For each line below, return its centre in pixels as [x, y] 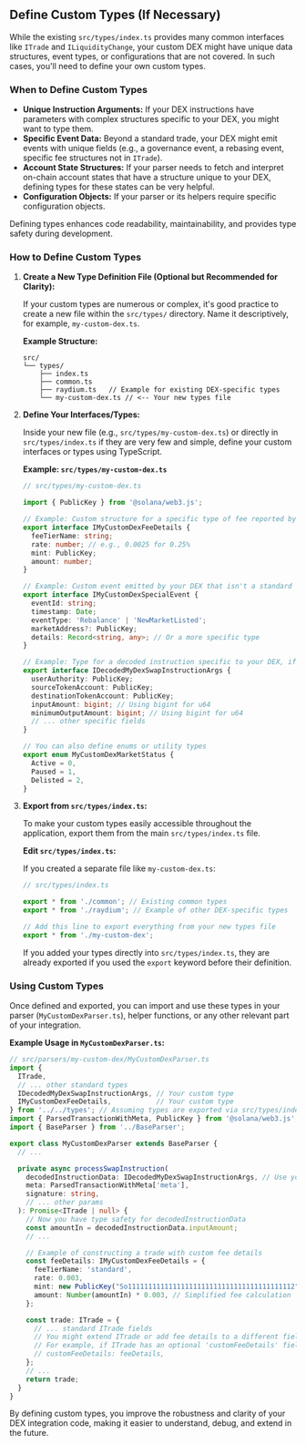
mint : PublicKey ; [64, 553]
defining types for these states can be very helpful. [119, 187]
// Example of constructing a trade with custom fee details [144, 1253]
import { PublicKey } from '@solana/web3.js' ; [112, 503]
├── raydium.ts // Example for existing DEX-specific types [160, 390]
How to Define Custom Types [76, 257]
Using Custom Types [57, 986]
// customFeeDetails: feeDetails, [99, 1354]
